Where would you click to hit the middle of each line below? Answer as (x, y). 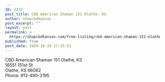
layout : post (18, 28)
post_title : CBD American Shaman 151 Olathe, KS (56, 14)
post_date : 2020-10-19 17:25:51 (38, 46)
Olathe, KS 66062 (23, 70)
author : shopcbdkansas (28, 19)
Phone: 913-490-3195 (27, 75)
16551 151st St (19, 65)
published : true (22, 41)
